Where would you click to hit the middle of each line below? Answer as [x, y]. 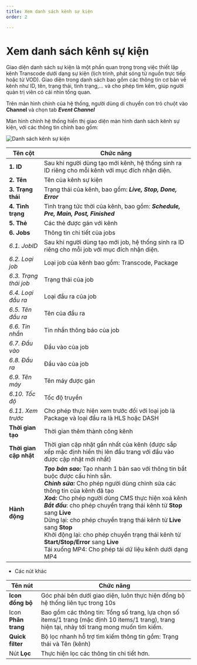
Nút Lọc [20, 653]
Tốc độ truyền [63, 398]
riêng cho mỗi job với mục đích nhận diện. [101, 250]
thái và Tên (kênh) [66, 644]
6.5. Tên [21, 310]
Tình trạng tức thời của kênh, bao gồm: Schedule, [112, 206]
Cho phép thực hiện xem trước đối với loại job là [109, 411]
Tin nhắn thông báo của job [81, 330]
